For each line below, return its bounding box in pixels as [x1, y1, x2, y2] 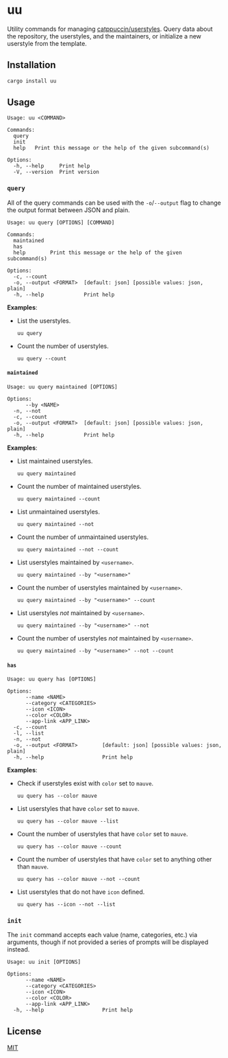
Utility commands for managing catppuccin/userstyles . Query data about [7, 25, 214, 33]
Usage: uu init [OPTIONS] [7, 958, 81, 966]
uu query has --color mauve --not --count [16, 876, 140, 883]
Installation [7, 59, 56, 71]
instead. [7, 945, 30, 954]
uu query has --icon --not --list [16, 901, 116, 908]
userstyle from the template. [7, 39, 87, 47]
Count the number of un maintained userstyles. [16, 533, 149, 541]
